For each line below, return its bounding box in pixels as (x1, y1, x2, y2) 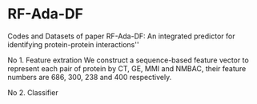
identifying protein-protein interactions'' (7, 39, 139, 49)
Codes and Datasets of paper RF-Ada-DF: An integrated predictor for (7, 31, 235, 41)
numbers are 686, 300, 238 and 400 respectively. (7, 72, 172, 82)
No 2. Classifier (7, 87, 59, 97)
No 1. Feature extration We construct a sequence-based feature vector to (7, 55, 249, 65)
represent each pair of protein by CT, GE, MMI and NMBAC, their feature (7, 63, 247, 73)
